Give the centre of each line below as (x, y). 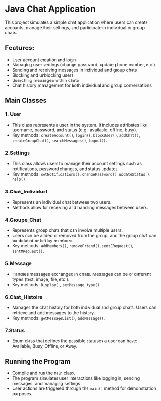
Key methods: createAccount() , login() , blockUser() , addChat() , (76, 135)
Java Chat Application (50, 9)
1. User (13, 114)
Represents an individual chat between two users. (62, 202)
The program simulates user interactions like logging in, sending (76, 378)
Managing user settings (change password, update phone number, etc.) (84, 64)
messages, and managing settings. (47, 384)
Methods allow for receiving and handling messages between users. (80, 208)
